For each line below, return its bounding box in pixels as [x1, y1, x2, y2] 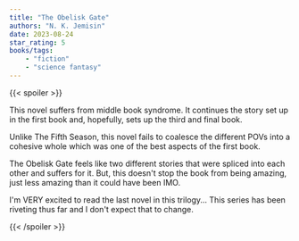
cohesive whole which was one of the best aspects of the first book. [9, 140, 261, 152]
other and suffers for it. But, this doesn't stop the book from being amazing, [9, 167, 287, 179]
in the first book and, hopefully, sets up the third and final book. [9, 113, 243, 125]
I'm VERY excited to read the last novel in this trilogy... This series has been [9, 194, 286, 205]
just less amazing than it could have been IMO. [9, 177, 181, 187]
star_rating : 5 [9, 37, 66, 47]
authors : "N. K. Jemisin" [9, 21, 105, 30]
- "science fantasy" [25, 63, 102, 72]
